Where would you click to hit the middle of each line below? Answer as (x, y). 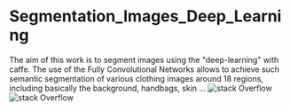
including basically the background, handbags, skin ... (108, 88)
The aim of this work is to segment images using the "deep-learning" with (144, 59)
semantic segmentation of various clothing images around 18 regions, (137, 78)
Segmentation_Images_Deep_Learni (145, 16)
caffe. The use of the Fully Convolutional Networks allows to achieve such (145, 69)
